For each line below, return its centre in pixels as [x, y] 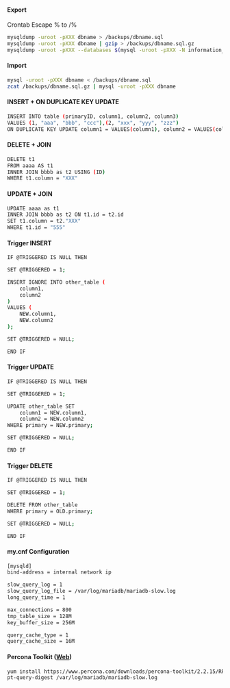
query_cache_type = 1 [38, 635]
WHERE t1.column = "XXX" [42, 178]
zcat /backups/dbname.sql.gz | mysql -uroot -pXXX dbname [91, 86]
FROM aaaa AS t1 [30, 165]
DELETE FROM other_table [42, 505]
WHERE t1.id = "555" [37, 228]
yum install [24, 672]
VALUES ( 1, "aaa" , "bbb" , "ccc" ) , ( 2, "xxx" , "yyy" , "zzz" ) [93, 123]
